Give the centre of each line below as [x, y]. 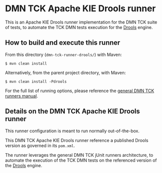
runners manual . [22, 96]
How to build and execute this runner [63, 43]
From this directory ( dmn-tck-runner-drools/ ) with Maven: [64, 54]
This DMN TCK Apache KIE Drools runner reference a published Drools [77, 140]
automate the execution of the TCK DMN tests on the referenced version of [81, 160]
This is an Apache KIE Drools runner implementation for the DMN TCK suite [81, 22]
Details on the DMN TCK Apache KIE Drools [73, 111]
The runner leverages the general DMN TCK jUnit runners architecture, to [79, 155]
